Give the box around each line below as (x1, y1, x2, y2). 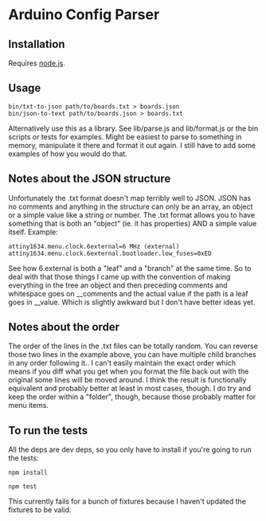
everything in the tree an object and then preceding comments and (8, 280, 229, 290)
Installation (8, 37, 65, 51)
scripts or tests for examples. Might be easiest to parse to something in (8, 131, 242, 141)
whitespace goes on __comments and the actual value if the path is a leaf (8, 288, 248, 298)
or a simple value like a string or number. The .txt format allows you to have (8, 210, 256, 220)
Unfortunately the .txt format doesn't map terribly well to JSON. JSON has (8, 193, 252, 202)
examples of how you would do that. (8, 149, 127, 159)
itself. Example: (8, 227, 58, 237)
